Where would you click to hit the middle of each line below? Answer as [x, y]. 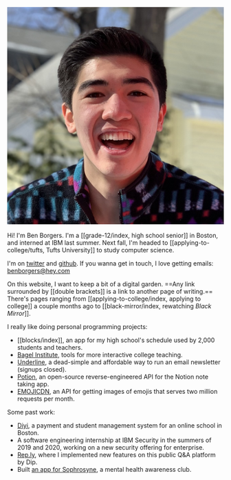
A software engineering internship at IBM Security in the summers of [114, 440]
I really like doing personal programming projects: [77, 327]
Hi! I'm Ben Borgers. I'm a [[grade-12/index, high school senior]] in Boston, [113, 235]
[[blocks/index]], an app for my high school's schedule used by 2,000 [116, 340]
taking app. [33, 384]
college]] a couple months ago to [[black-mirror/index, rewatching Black [109, 306]
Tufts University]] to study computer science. [110, 250]
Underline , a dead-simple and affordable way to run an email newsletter [119, 362]
